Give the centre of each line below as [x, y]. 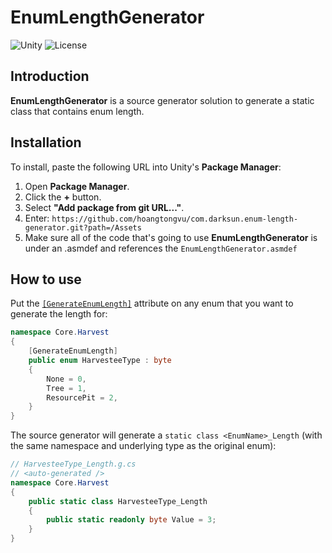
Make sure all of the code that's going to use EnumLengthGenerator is [171, 237]
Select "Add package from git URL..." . [104, 207]
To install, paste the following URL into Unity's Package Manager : [146, 167]
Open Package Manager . [77, 186]
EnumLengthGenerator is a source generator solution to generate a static [162, 100]
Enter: [37, 218]
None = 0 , [66, 379]
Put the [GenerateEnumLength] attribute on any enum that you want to [152, 303]
